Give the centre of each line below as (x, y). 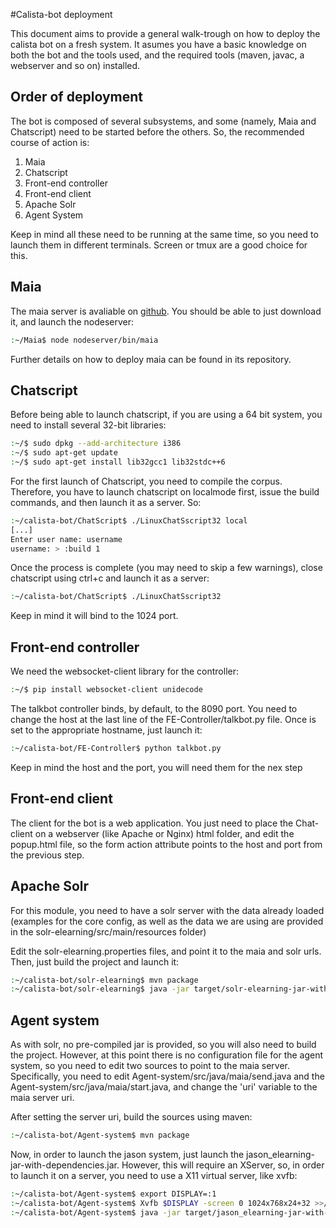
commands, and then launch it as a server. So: (106, 502)
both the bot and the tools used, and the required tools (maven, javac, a (157, 55)
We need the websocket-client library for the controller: (125, 671)
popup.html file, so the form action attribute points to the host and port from (166, 844)
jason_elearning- (280, 1154)
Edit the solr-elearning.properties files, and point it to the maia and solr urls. (166, 951)
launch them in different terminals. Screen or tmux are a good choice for (159, 245)
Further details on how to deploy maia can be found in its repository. (151, 359)
